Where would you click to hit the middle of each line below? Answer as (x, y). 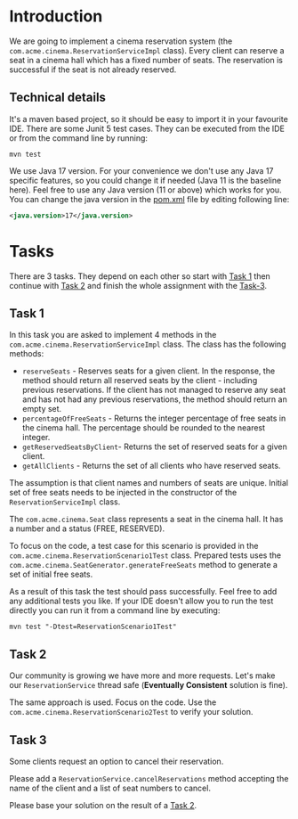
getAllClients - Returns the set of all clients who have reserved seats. (151, 466)
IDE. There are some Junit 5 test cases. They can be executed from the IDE (147, 128)
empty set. (42, 409)
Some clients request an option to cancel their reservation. (117, 761)
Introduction (56, 16)
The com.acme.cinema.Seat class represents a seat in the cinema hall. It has (146, 520)
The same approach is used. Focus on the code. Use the (113, 702)
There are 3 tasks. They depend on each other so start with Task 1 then (140, 276)
